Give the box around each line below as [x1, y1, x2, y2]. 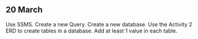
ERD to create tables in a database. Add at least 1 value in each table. [5, 27, 177, 34]
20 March [5, 5, 43, 15]
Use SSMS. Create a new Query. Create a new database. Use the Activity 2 [5, 20, 193, 28]
